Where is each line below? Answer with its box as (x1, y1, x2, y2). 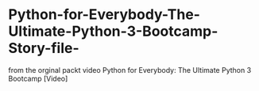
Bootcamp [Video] (8, 74, 68, 83)
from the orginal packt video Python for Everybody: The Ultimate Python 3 (8, 65, 252, 74)
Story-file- (8, 40, 79, 57)
